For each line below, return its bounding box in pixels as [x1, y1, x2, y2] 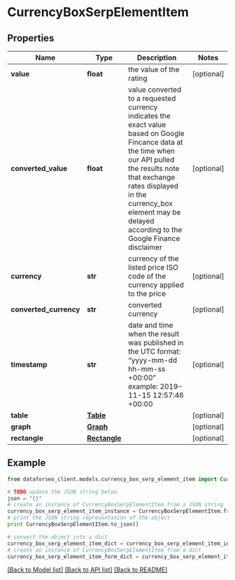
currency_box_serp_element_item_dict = [7, 540, 124, 547]
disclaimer [128, 242, 162, 252]
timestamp [10, 360, 48, 369]
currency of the [128, 254, 179, 263]
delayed [128, 216, 155, 226]
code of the [128, 271, 166, 281]
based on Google [128, 129, 185, 138]
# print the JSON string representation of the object [7, 514, 171, 522]
